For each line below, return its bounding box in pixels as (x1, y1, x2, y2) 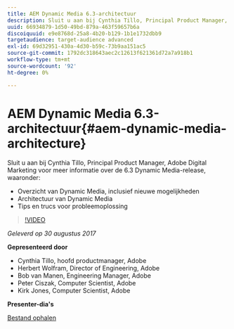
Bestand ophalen (7, 314, 56, 322)
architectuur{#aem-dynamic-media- (7, 120, 227, 136)
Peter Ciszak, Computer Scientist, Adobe (17, 279, 136, 288)
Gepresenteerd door (7, 243, 68, 252)
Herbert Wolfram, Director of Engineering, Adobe (17, 264, 160, 273)
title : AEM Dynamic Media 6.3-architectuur (7, 10, 137, 18)
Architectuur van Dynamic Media (17, 195, 113, 203)
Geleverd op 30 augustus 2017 (7, 229, 96, 238)
